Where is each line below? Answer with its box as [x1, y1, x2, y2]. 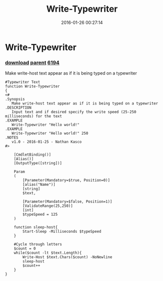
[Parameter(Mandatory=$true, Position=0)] [22, 178, 110, 183]
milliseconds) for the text [5, 114, 62, 119]
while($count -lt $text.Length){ [14, 250, 82, 256]
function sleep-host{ [14, 225, 58, 230]
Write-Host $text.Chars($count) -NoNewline [22, 255, 112, 260]
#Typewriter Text [5, 80, 41, 85]
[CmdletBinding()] [14, 152, 51, 157]
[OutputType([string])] [14, 161, 62, 166]
